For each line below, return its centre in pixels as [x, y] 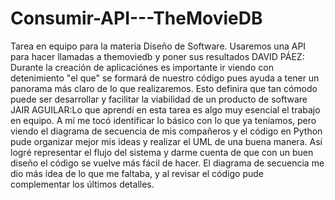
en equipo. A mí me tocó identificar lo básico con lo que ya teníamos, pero [163, 120]
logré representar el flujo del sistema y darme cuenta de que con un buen [162, 152]
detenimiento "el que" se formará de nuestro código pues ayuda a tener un [165, 78]
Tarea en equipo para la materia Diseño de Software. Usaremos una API [158, 46]
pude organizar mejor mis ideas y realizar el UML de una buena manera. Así [166, 141]
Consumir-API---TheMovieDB [136, 18]
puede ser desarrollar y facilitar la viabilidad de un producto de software [159, 99]
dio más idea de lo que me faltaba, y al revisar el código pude [137, 173]
